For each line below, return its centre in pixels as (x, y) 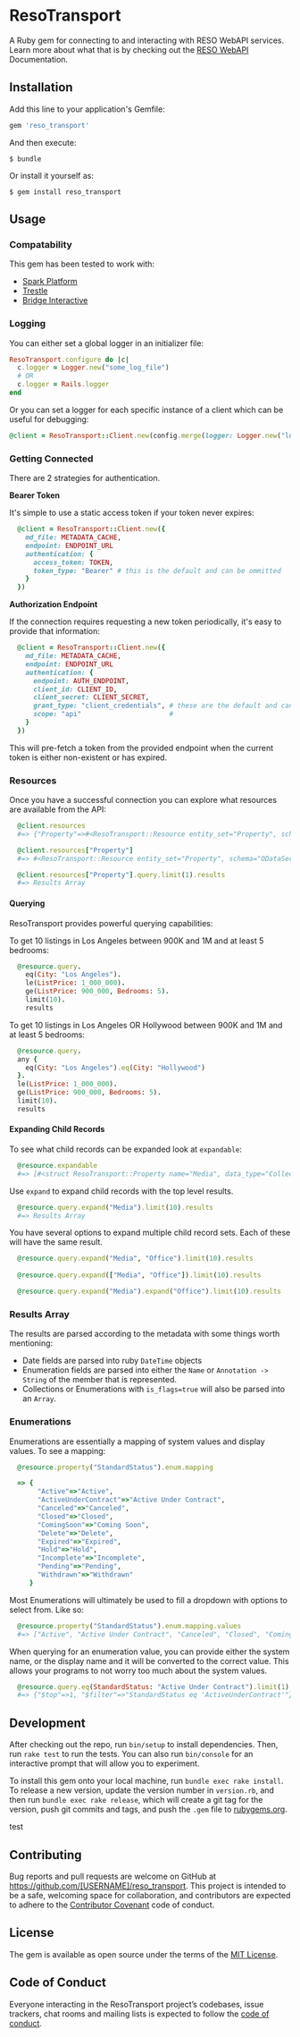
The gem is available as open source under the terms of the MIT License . (144, 1954)
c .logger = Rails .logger (63, 385)
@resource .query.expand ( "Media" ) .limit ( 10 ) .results (116, 1207)
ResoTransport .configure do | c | (69, 359)
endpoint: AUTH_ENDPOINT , (81, 680)
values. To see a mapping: (58, 1450)
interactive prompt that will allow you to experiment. (104, 1763)
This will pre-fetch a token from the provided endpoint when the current (142, 748)
